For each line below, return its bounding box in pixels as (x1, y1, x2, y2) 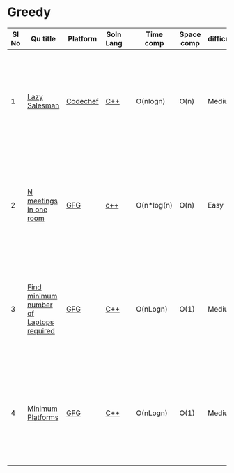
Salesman (27, 101, 60, 110)
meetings (27, 196, 58, 205)
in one (27, 204, 48, 214)
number (27, 300, 54, 310)
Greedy (7, 4, 51, 20)
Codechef (65, 96, 99, 105)
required (27, 326, 56, 335)
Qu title (31, 34, 56, 43)
